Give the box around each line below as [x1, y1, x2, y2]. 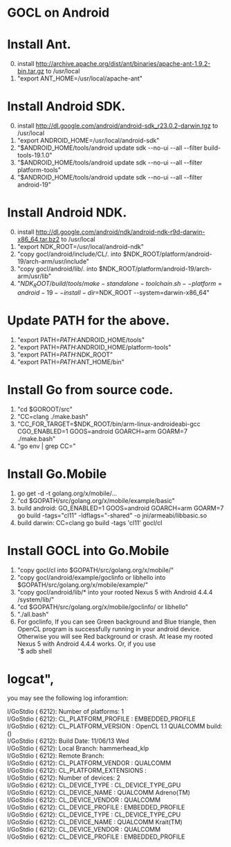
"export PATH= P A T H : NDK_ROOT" [17, 350, 113, 359]
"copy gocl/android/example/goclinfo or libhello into [17, 573, 166, 581]
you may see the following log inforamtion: [7, 694, 129, 702]
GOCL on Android [7, 5, 110, 21]
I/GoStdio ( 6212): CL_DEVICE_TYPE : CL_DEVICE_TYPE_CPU [7, 810, 181, 819]
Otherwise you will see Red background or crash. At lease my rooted [17, 632, 213, 640]
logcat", [7, 671, 54, 687]
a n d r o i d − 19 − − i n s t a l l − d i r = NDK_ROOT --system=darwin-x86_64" [17, 288, 210, 296]
